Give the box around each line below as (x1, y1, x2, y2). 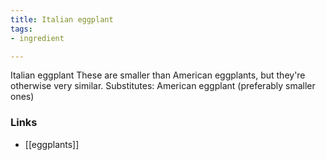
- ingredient (10, 33, 65, 43)
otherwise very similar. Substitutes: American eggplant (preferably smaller (10, 80, 316, 92)
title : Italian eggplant (10, 14, 114, 25)
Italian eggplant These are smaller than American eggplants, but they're (10, 69, 306, 81)
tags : (10, 24, 33, 34)
